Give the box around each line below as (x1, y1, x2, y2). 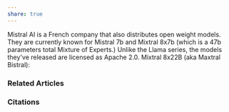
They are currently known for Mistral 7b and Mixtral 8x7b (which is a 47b (7, 37, 222, 46)
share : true (7, 10, 43, 18)
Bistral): (7, 60, 31, 68)
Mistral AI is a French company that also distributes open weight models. (7, 30, 221, 39)
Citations (7, 97, 40, 107)
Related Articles (7, 78, 64, 88)
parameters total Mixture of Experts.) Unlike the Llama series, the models (7, 45, 223, 54)
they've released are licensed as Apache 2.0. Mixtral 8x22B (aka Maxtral (7, 53, 221, 61)
